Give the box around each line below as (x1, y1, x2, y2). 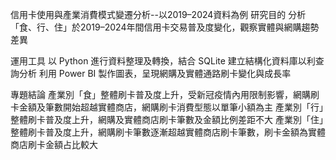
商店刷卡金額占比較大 (10, 139, 98, 150)
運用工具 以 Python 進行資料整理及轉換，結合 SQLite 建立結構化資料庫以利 (10, 55, 316, 67)
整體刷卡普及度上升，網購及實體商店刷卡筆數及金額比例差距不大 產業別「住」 (10, 114, 324, 125)
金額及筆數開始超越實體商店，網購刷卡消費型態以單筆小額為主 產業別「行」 (18, 101, 324, 113)
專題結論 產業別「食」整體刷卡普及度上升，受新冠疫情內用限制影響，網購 (10, 89, 311, 100)
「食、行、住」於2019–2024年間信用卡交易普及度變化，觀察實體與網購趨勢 (10, 21, 320, 33)
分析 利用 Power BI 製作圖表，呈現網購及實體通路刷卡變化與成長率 (18, 68, 292, 79)
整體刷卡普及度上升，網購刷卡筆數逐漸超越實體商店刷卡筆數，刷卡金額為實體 (10, 126, 326, 138)
